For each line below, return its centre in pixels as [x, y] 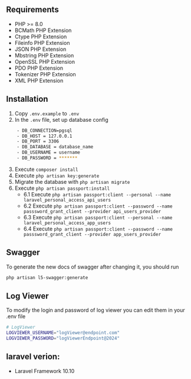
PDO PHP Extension [39, 68]
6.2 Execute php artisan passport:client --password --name [98, 206]
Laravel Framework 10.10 [45, 371]
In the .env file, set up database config [62, 119]
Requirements [32, 10]
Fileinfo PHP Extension [42, 43]
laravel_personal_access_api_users [67, 200]
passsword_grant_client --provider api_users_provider [92, 211]
